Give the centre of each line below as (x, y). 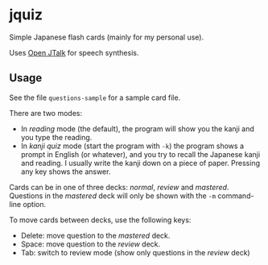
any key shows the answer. (66, 172)
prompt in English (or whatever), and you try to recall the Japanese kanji (140, 154)
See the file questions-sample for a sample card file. (95, 97)
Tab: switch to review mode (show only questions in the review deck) (135, 252)
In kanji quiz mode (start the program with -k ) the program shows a (132, 146)
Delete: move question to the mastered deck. (95, 235)
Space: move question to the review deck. (91, 244)
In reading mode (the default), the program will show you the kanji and (137, 128)
